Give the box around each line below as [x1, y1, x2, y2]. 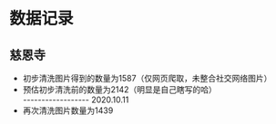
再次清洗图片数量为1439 [22, 105, 114, 116]
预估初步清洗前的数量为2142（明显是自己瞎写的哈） [22, 84, 217, 95]
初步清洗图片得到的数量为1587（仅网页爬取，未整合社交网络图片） [22, 73, 272, 83]
